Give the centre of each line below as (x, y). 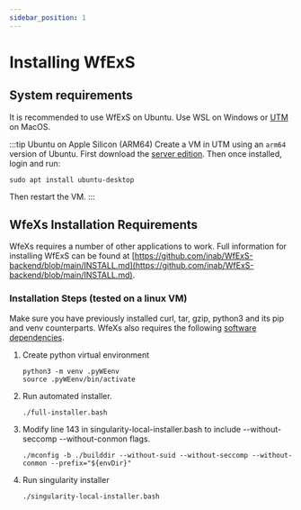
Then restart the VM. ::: (53, 196)
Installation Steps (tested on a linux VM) (98, 298)
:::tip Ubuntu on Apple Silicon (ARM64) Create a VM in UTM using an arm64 (148, 144)
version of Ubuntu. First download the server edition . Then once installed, (146, 153)
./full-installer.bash (65, 412)
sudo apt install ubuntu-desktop (72, 180)
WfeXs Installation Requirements (104, 225)
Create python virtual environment (86, 355)
